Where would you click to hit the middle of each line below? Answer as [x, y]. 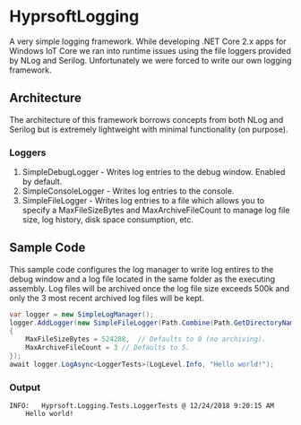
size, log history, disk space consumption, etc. [108, 220]
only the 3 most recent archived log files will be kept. [107, 298]
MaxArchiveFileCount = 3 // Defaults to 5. [108, 348]
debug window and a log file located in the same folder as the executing [142, 279]
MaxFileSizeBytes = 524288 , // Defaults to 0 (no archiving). [146, 339]
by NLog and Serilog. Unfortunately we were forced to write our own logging [150, 60]
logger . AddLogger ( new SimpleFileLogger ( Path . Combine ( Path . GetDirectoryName [154, 323]
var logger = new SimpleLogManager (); [82, 314]
